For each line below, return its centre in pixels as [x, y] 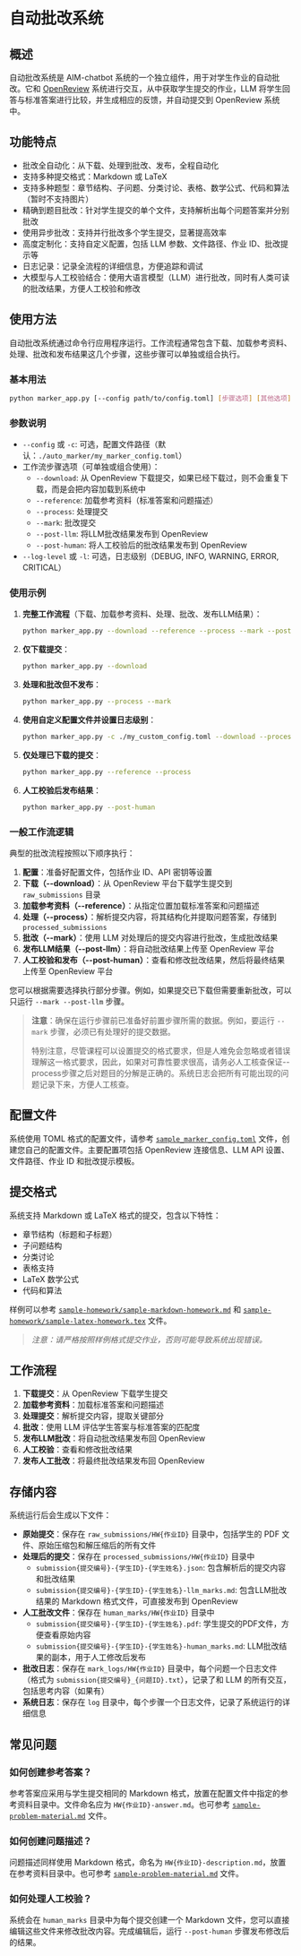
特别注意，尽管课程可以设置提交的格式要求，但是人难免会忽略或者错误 [161, 1050]
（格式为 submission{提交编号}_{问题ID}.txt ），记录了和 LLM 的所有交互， [156, 1680]
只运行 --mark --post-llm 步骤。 [69, 1001]
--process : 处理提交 [72, 512]
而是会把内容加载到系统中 [99, 489]
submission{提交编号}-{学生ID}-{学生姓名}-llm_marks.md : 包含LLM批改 [161, 1590]
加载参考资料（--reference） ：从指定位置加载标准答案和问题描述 [141, 905]
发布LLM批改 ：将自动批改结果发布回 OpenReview [114, 1438]
